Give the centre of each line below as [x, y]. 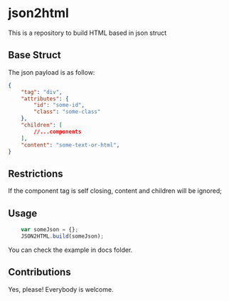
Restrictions [36, 173]
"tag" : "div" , [42, 92]
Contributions [39, 272]
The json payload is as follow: [52, 72]
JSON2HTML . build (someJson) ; [62, 236]
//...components [58, 132]
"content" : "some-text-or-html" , [70, 145]
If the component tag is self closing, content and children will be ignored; [115, 191]
